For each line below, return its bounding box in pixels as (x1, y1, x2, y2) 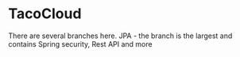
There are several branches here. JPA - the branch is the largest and (8, 31, 233, 40)
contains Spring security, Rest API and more (8, 39, 153, 48)
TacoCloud (8, 5, 82, 23)
